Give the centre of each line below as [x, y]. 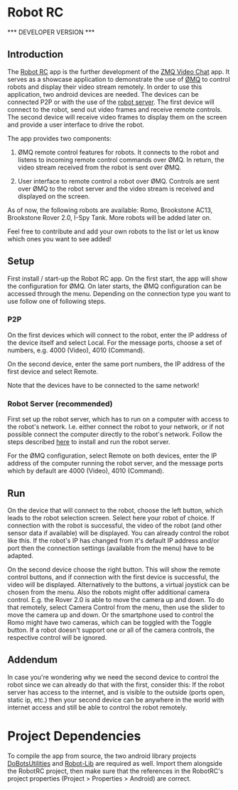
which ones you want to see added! [60, 238]
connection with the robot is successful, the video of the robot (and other [115, 525]
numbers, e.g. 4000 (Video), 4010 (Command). [76, 350]
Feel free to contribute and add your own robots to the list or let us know [113, 231]
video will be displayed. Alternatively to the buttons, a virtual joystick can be [118, 584]
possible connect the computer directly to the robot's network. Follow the [115, 434]
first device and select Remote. [53, 372]
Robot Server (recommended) [60, 404]
